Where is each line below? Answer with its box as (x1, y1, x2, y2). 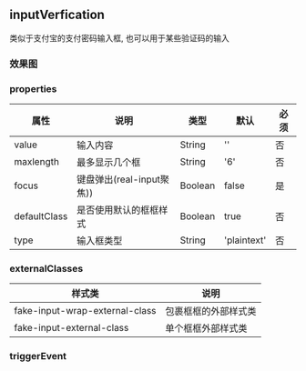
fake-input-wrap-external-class (14, 305, 157, 317)
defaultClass (14, 210, 68, 223)
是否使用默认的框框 (76, 204, 159, 216)
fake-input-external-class (14, 322, 129, 335)
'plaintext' (223, 234, 267, 246)
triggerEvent (9, 350, 66, 363)
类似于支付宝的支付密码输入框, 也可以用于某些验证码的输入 (9, 32, 229, 44)
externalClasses (9, 262, 84, 275)
